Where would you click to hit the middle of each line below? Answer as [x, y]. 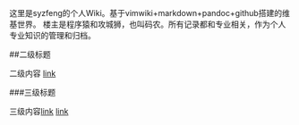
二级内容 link [33, 73]
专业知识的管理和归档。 [52, 35]
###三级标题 [33, 92]
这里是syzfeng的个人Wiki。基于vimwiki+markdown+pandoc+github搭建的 [146, 13]
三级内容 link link [39, 111]
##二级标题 [30, 54]
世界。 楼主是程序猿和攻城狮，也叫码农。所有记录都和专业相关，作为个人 [151, 24]
